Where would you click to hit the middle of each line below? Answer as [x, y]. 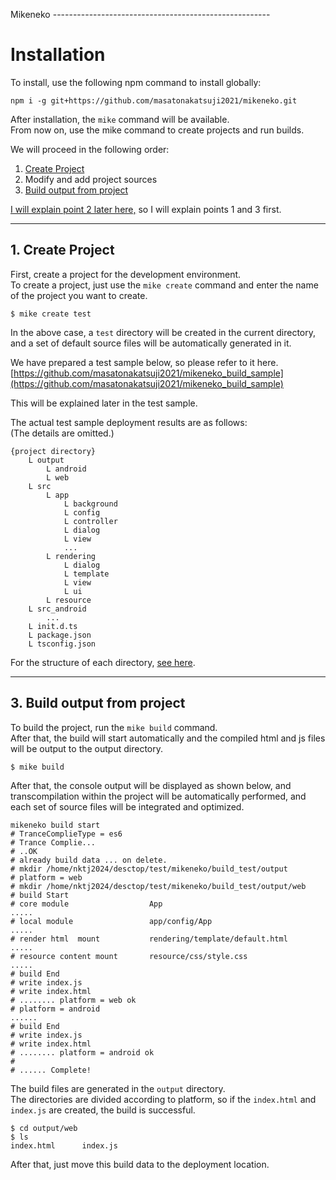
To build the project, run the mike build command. [114, 727]
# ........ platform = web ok [73, 1000]
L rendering [71, 556]
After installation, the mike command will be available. [120, 119]
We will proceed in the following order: [90, 149]
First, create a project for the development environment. [126, 274]
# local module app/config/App [111, 921]
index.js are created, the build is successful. [103, 1110]
